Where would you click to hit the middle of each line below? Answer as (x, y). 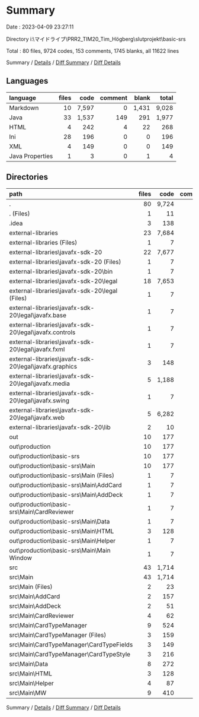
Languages (27, 81)
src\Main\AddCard (35, 596)
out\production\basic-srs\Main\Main (60, 550)
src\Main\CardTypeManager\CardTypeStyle (70, 654)
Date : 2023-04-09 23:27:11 (40, 27)
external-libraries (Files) (43, 242)
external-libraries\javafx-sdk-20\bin (61, 271)
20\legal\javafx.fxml (37, 349)
